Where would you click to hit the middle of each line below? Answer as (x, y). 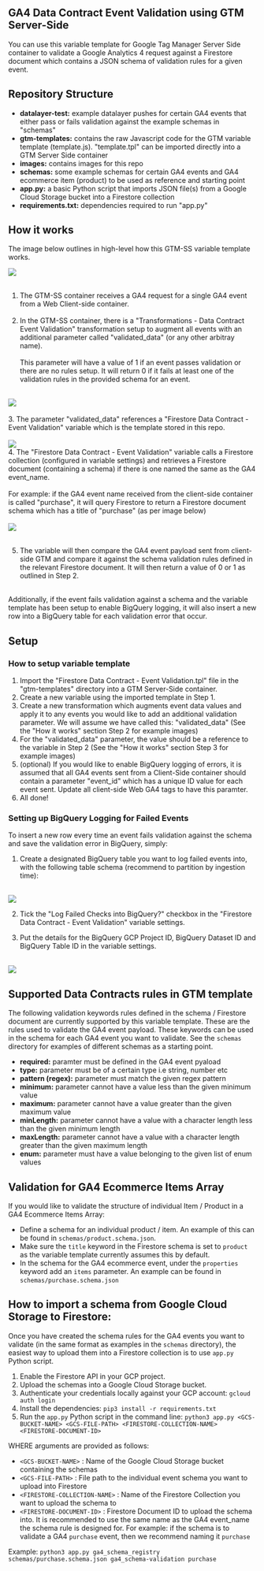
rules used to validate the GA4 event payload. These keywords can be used (131, 1030)
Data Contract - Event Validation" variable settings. (102, 923)
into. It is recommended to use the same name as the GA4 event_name (134, 1519)
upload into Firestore (53, 1486)
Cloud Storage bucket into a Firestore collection (97, 197)
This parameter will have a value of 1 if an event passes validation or (130, 362)
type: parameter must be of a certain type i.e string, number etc (124, 1070)
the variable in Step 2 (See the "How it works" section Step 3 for (124, 748)
